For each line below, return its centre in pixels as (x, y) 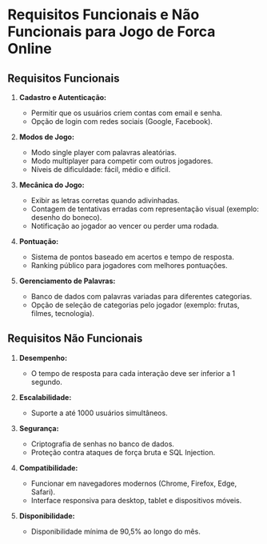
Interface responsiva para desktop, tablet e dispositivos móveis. (136, 500)
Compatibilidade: (48, 468)
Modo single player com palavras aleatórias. (104, 152)
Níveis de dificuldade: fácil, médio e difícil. (101, 169)
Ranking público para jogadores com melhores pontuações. (129, 265)
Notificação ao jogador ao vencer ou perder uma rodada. (125, 226)
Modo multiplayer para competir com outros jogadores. (122, 161)
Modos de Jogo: (47, 137)
